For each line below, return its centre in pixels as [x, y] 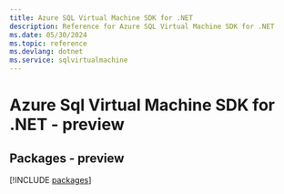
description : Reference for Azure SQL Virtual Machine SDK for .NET [142, 26]
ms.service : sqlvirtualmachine [69, 60]
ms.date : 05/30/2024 [49, 35]
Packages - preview [67, 158]
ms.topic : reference [49, 43]
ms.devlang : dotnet [46, 52]
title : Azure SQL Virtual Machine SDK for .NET [101, 18]
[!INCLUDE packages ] [51, 180]
